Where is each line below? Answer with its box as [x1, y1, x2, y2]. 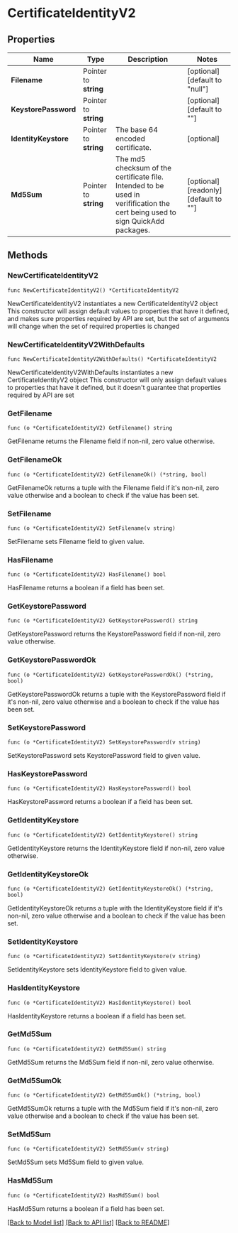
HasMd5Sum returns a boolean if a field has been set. [7, 1204, 165, 1212]
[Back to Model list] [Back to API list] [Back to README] [7, 1218, 170, 1227]
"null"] [187, 84, 209, 94]
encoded [115, 134, 145, 143]
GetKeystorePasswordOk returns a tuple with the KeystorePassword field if [7, 690, 226, 698]
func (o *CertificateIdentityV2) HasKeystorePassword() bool [7, 785, 192, 793]
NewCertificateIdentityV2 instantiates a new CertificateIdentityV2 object [7, 299, 218, 308]
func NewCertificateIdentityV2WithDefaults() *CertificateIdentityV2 [7, 355, 217, 363]
